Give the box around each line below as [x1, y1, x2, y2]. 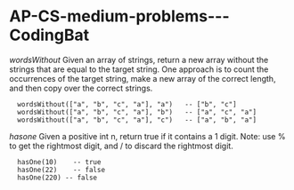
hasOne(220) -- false [17, 173, 98, 182]
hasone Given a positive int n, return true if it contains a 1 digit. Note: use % [9, 131, 286, 141]
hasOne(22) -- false [17, 165, 105, 174]
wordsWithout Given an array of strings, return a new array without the [9, 54, 269, 65]
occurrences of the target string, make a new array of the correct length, [9, 73, 276, 83]
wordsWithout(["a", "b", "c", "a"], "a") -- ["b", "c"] [17, 99, 238, 108]
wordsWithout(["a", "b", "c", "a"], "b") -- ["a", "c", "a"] [17, 107, 257, 116]
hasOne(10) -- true [17, 157, 102, 166]
